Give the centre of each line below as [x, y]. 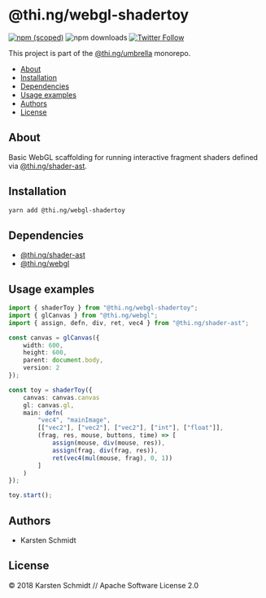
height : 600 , [45, 353]
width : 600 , [43, 345]
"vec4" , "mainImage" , [74, 420]
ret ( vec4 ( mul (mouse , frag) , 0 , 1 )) [112, 458]
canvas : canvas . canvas [61, 397]
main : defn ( [43, 413]
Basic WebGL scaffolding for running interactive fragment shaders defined [133, 157]
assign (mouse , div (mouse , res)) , [108, 443]
